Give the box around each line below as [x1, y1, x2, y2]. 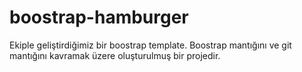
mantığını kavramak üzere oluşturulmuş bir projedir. [9, 49, 221, 61]
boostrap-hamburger [9, 6, 189, 29]
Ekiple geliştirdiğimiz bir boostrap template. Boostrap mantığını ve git [9, 39, 292, 51]
